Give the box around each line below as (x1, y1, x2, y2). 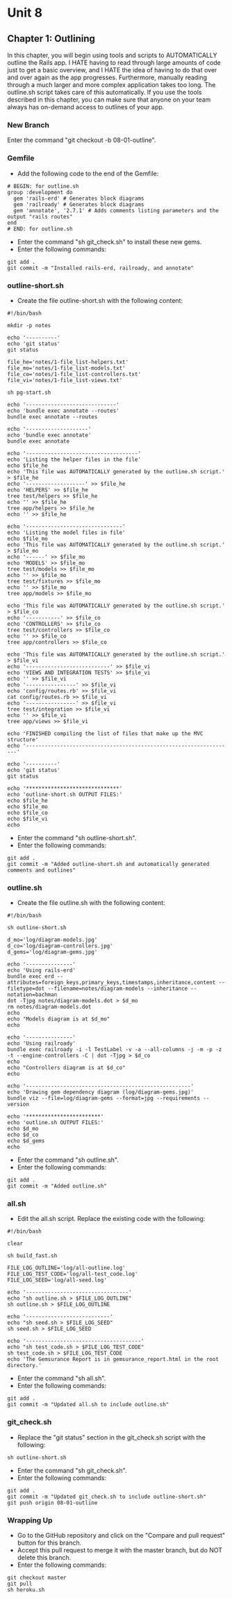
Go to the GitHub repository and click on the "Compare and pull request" (17, 1531, 226, 1540)
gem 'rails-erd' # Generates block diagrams (13, 195, 144, 202)
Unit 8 (7, 5, 43, 21)
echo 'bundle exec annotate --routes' (7, 407, 119, 414)
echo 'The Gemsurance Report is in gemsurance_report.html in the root (7, 1356, 219, 1363)
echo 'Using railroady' (7, 1040, 76, 1047)
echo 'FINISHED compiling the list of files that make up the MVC (7, 730, 204, 737)
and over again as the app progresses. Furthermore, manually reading (7, 73, 207, 81)
